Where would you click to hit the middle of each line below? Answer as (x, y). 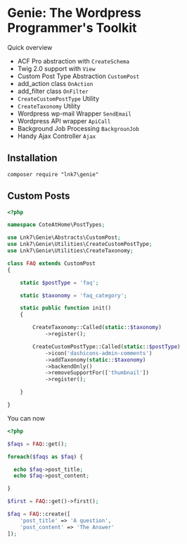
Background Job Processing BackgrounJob (78, 128)
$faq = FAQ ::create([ (39, 514)
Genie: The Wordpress (75, 13)
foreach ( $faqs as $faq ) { (45, 457)
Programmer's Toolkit (72, 28)
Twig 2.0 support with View (56, 68)
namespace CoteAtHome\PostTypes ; (56, 225)
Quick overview (30, 47)
